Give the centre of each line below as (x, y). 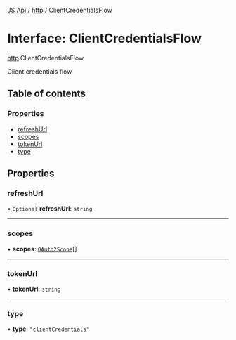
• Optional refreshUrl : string (50, 209)
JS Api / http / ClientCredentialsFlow (60, 10)
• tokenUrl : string (34, 289)
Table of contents (46, 94)
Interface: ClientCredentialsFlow (104, 39)
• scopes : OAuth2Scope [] (42, 249)
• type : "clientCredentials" (48, 329)
